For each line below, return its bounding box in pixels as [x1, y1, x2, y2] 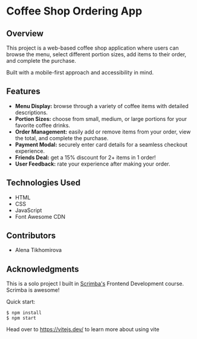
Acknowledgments [6, 264, 80, 274]
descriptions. [15, 109, 48, 116]
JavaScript [15, 207, 42, 214]
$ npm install [6, 310, 42, 316]
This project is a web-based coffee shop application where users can [6, 44, 179, 51]
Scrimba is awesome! [6, 286, 60, 294]
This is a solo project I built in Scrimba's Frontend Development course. [6, 280, 184, 288]
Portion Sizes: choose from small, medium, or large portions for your [15, 115, 187, 122]
